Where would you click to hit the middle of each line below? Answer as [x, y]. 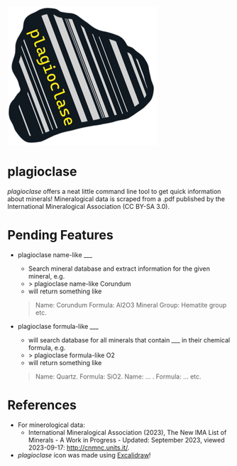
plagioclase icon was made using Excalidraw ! [84, 455]
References [42, 405]
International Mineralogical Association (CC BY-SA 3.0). [89, 206]
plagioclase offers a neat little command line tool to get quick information [114, 191]
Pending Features [60, 235]
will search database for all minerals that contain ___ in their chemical [129, 340]
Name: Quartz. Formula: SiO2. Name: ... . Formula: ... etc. [118, 376]
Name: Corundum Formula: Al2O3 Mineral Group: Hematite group [131, 305]
